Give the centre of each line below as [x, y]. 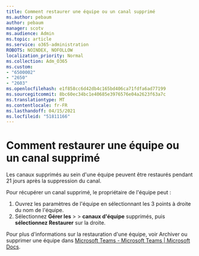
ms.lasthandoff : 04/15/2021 [41, 111]
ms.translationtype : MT [36, 100]
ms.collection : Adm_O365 [37, 61]
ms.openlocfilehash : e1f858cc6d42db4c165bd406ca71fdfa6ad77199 [86, 89]
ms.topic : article [29, 39]
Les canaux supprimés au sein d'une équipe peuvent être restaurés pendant [99, 175]
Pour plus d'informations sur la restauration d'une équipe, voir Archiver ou [97, 234]
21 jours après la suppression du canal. [54, 181]
